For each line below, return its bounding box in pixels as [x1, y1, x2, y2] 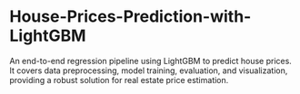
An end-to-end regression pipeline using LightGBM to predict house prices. [9, 55, 293, 66]
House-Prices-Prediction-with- [9, 6, 252, 27]
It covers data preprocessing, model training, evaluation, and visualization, [9, 65, 288, 76]
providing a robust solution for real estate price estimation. [9, 74, 229, 85]
